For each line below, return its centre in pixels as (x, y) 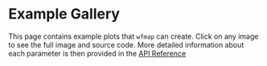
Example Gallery (64, 14)
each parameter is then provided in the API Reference (97, 53)
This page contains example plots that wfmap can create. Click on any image (133, 36)
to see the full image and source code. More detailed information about (126, 44)
